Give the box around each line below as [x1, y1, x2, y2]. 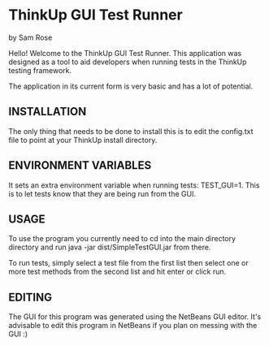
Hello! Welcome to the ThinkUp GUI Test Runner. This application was [8, 48, 242, 58]
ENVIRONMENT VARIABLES [8, 158, 152, 172]
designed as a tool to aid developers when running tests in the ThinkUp [8, 57, 247, 67]
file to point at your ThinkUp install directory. [8, 135, 158, 145]
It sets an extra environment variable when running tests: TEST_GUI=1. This [8, 180, 260, 190]
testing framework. [8, 65, 72, 75]
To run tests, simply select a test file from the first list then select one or [8, 258, 249, 268]
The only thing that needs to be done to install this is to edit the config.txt [8, 126, 254, 136]
